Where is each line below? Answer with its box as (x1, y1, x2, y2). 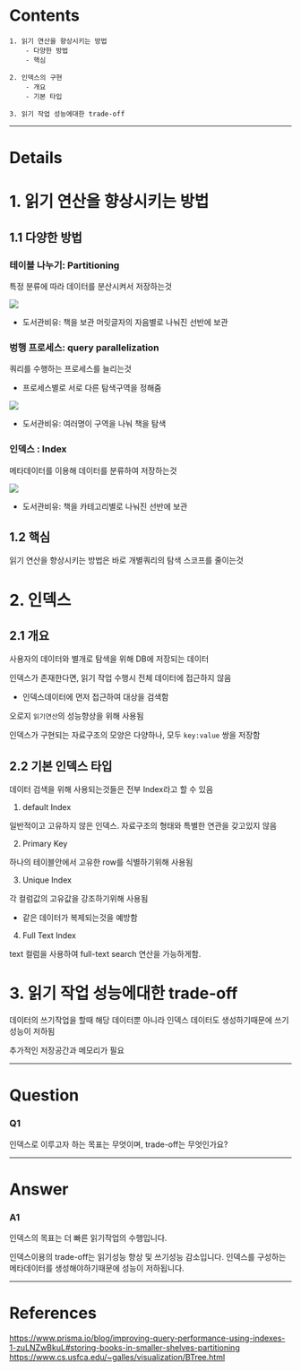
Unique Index (21, 875, 72, 885)
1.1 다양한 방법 (9, 229, 82, 245)
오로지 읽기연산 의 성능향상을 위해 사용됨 (9, 711, 144, 721)
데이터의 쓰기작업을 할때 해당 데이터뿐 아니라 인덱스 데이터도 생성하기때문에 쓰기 (9, 1014, 289, 1026)
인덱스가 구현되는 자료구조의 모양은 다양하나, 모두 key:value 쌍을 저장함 (9, 729, 261, 740)
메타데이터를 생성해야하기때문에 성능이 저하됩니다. (9, 1263, 185, 1273)
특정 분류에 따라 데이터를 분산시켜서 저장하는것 (9, 281, 173, 291)
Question (9, 1085, 79, 1106)
